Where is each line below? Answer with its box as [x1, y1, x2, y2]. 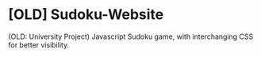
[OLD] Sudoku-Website [8, 6, 164, 24]
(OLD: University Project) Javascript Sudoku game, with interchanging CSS [8, 32, 254, 41]
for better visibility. [8, 40, 70, 49]
